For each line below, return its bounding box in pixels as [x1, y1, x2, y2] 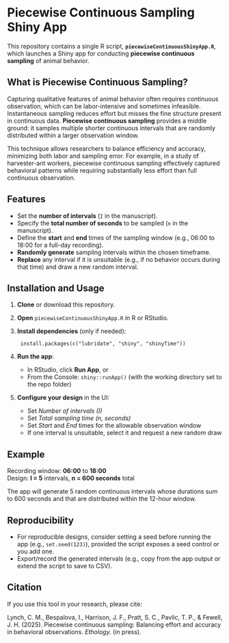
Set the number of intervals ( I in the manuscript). [16, 211, 158, 220]
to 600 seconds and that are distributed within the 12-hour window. [7, 495, 197, 503]
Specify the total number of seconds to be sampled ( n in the [16, 219, 189, 227]
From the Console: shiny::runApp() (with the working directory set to [27, 373, 222, 381]
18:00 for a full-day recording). [16, 241, 104, 249]
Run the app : [16, 352, 55, 361]
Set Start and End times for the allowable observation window [27, 422, 202, 430]
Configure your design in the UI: [16, 393, 110, 402]
